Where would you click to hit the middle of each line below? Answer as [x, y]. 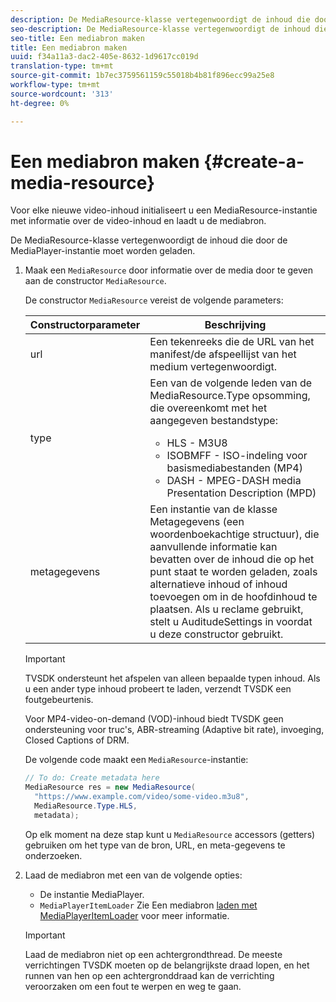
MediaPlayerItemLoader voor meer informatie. [134, 915]
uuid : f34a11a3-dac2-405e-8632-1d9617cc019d [104, 57]
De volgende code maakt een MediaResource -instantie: [136, 760]
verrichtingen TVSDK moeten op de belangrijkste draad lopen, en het [167, 965]
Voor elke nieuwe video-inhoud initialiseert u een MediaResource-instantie [164, 210]
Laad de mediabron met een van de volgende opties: [133, 875]
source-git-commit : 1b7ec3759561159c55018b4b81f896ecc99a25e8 [142, 76]
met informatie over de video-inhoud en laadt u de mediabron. [138, 221]
